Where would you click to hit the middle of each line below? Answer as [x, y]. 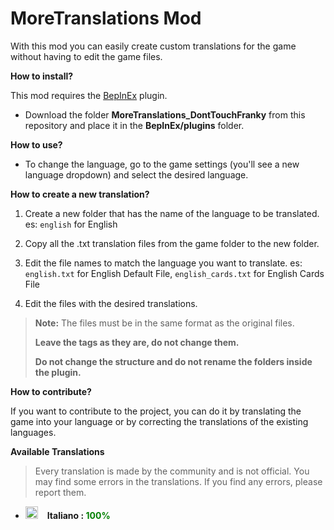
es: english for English [71, 224]
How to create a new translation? [80, 194]
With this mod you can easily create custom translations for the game [153, 46]
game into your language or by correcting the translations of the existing [159, 421]
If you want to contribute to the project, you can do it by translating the [156, 411]
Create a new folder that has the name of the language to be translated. [172, 213]
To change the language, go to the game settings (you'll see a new [162, 164]
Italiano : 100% [78, 515]
